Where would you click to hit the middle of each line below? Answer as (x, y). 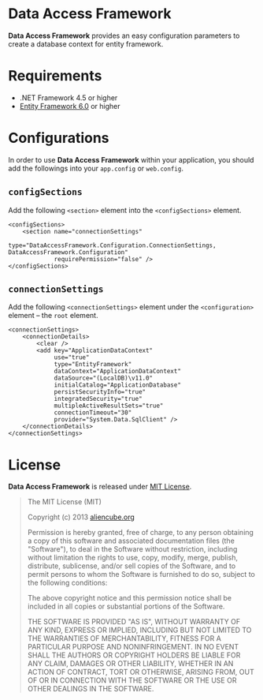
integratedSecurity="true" (98, 399)
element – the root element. (53, 316)
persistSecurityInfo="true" (100, 392)
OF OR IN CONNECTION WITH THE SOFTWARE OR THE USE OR (132, 680)
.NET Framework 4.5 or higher (69, 97)
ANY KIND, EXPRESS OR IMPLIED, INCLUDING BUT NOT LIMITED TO (139, 630)
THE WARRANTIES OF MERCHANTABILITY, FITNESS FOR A (124, 638)
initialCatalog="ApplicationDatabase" (117, 385)
